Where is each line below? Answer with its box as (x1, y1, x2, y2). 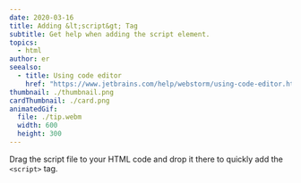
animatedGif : (9, 104, 58, 113)
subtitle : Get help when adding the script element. (9, 29, 211, 38)
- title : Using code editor (17, 71, 123, 80)
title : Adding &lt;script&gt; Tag (9, 21, 139, 30)
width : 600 (17, 121, 58, 130)
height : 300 (17, 129, 63, 138)
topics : (9, 37, 39, 47)
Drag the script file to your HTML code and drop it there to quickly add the (9, 154, 284, 164)
